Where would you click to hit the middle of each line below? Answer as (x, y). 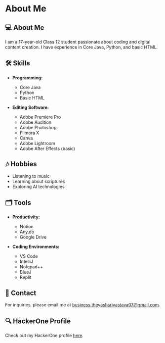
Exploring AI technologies (39, 187)
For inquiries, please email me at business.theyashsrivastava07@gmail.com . (83, 305)
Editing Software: (31, 107)
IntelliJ (26, 262)
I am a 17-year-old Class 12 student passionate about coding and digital (78, 42)
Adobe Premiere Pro (40, 117)
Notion (26, 227)
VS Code (29, 256)
